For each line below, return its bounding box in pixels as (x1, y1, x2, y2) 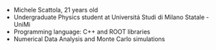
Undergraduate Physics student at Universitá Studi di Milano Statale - (13, 13, 210, 21)
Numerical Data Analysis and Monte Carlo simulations (13, 35, 165, 43)
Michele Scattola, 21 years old (13, 6, 98, 14)
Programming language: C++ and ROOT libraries (13, 27, 150, 36)
